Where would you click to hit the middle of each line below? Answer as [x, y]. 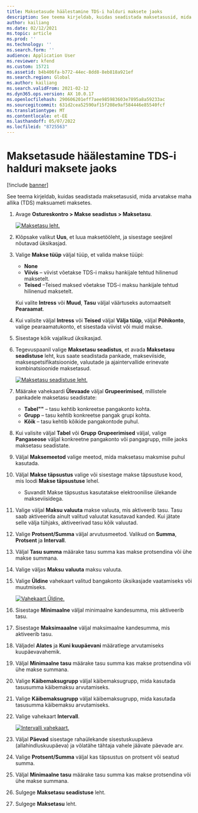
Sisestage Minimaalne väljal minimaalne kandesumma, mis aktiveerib [100, 610]
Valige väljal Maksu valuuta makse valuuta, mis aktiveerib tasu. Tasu [99, 510]
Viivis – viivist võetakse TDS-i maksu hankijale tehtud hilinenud [101, 272]
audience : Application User [41, 55]
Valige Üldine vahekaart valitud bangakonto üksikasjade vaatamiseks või [103, 581]
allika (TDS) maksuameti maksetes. [49, 203]
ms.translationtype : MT [36, 110]
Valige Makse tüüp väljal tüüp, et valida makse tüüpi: [79, 254]
